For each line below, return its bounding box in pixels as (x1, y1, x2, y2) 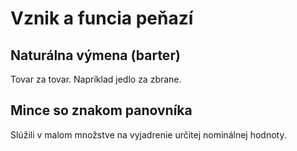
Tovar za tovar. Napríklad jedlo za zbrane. (10, 73, 182, 85)
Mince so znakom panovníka (10, 102, 193, 119)
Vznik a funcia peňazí (10, 7, 194, 30)
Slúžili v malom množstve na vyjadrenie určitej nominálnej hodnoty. (10, 128, 287, 141)
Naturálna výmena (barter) (10, 47, 181, 64)
